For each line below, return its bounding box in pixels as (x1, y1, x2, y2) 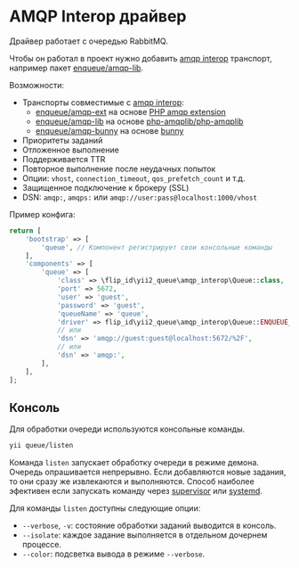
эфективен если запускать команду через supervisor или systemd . (9, 486, 263, 497)
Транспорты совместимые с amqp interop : (21, 96, 184, 108)
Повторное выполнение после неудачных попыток (21, 163, 216, 174)
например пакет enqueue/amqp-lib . (9, 62, 144, 73)
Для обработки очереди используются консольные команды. (9, 424, 246, 434)
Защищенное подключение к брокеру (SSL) (21, 182, 190, 193)
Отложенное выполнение (21, 144, 120, 155)
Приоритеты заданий (21, 135, 103, 145)
